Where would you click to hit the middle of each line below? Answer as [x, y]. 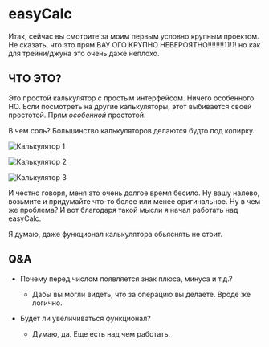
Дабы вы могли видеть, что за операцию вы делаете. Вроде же [141, 294]
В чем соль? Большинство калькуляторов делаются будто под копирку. [132, 130]
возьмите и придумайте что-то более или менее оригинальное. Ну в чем [134, 201]
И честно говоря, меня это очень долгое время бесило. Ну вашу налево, [134, 193]
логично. [47, 303]
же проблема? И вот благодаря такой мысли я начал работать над [123, 210]
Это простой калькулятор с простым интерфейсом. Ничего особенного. [132, 98]
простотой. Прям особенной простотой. [77, 115]
